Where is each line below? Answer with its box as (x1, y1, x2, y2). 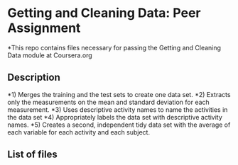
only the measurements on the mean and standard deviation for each (7, 98, 210, 106)
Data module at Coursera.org (7, 51, 92, 59)
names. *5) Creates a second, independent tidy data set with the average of (7, 120, 231, 129)
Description (7, 72, 60, 84)
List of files (7, 149, 58, 161)
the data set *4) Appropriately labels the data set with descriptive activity (7, 113, 222, 121)
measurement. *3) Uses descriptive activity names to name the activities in (7, 105, 228, 114)
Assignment (7, 20, 81, 36)
